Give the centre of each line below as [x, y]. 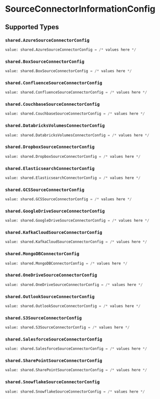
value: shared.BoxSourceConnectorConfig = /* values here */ [69, 71]
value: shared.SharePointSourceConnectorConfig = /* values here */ [76, 370]
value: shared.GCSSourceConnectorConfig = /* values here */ [69, 199]
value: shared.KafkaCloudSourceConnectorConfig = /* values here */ [76, 242]
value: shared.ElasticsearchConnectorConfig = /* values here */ [73, 178]
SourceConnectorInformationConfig [80, 9]
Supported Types [32, 27]
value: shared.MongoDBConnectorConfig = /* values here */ [66, 263]
